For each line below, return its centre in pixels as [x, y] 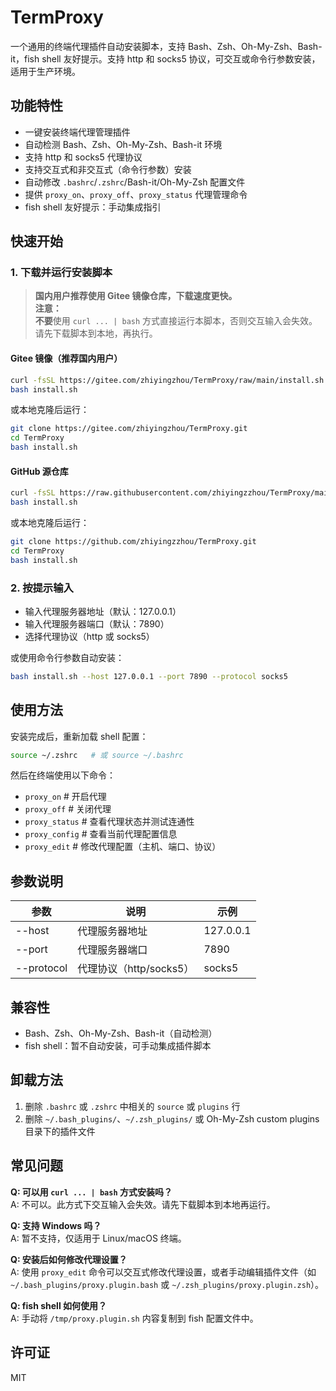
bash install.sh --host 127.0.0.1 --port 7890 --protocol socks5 [149, 676]
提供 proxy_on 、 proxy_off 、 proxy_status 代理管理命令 [136, 194]
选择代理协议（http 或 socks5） [89, 636]
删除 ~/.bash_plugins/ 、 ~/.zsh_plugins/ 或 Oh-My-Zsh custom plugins [172, 1118]
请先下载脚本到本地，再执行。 [96, 333]
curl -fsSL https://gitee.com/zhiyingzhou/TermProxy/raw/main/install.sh [167, 380]
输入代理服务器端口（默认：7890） [97, 623]
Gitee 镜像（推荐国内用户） [66, 358]
